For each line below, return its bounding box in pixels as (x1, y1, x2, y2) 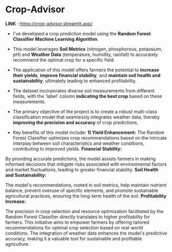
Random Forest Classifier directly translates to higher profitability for (5, 214, 150, 220)
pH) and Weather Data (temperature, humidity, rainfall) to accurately (12, 51, 158, 57)
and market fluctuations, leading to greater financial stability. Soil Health (5, 166, 159, 172)
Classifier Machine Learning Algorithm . (12, 36, 99, 42)
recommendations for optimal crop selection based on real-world (5, 224, 143, 230)
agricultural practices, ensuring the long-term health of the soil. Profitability (5, 192, 167, 199)
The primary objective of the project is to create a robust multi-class (12, 108, 158, 114)
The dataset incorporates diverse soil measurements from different (12, 87, 155, 93)
